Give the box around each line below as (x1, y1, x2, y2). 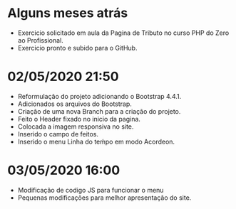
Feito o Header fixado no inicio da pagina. (17, 114, 141, 123)
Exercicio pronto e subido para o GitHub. (17, 43, 138, 52)
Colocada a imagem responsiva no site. (17, 122, 134, 131)
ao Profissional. (17, 36, 64, 44)
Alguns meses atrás (7, 5, 128, 21)
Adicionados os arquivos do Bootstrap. (17, 100, 132, 108)
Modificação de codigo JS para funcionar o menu (17, 186, 164, 194)
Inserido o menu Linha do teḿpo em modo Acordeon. (17, 137, 175, 146)
